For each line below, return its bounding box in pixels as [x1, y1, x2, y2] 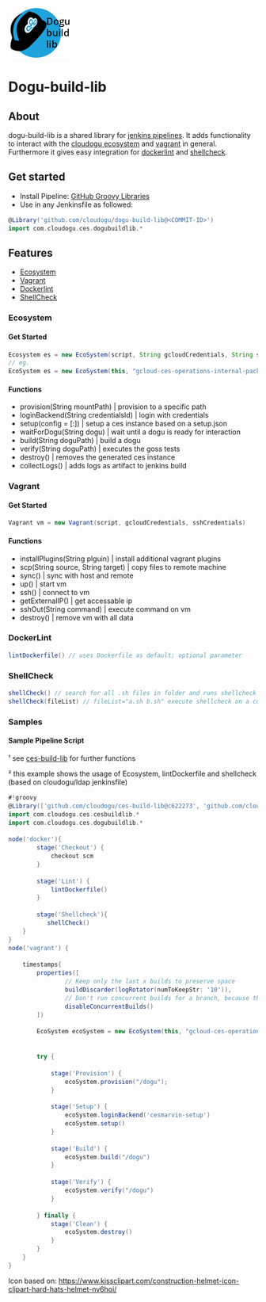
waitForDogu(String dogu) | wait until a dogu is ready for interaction [19, 427, 241, 437]
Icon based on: [8, 1276, 57, 1285]
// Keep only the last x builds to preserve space [64, 978, 236, 986]
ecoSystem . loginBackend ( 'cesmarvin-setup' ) [64, 1111, 211, 1120]
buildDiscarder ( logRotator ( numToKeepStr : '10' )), [64, 986, 232, 994]
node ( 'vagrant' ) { [8, 944, 69, 952]
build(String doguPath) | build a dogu [19, 436, 141, 445]
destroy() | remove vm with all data [19, 613, 134, 622]
